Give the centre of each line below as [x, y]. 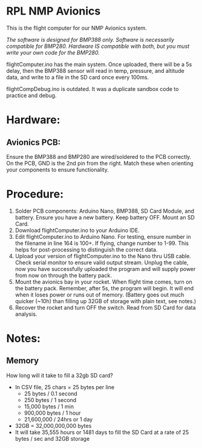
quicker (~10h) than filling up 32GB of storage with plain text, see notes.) [106, 301]
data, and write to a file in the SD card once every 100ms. [78, 77]
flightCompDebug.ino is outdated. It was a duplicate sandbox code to [93, 89]
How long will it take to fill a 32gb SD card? [60, 375]
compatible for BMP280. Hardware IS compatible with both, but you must [98, 46]
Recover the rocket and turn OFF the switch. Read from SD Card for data [105, 307]
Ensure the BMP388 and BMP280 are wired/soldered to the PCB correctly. [99, 156]
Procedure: [35, 194]
